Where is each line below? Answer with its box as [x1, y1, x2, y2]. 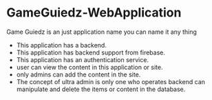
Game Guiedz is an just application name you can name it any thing [6, 28, 198, 36]
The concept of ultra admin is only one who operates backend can [16, 77, 206, 86]
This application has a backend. [16, 41, 107, 49]
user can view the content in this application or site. [16, 63, 163, 71]
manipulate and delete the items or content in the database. [16, 85, 186, 93]
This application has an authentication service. [16, 55, 149, 63]
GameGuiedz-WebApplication [6, 5, 182, 21]
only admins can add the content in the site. [16, 70, 141, 79]
